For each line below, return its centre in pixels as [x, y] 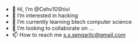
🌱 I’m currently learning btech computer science [72, 22]
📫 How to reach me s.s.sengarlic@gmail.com [69, 35]
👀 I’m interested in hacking [45, 15]
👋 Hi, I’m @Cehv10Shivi [41, 9]
